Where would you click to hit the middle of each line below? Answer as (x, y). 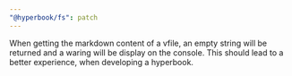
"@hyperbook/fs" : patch (54, 17)
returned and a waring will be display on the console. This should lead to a (146, 52)
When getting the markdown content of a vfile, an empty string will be (138, 43)
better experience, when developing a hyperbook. (102, 62)
